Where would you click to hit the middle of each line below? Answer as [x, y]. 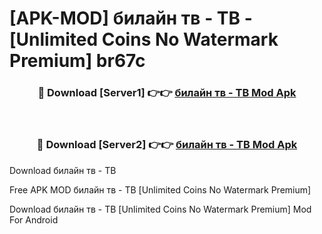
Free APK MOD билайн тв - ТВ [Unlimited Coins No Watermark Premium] [160, 189]
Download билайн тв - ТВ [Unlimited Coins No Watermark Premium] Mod [160, 209]
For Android [34, 219]
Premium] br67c [77, 61]
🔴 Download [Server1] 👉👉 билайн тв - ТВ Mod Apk [167, 93]
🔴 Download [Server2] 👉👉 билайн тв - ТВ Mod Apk [167, 145]
